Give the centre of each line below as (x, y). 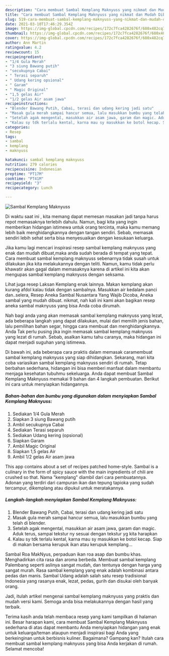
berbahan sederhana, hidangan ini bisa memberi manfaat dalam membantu (83, 368)
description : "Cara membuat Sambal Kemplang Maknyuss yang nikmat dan (81, 10)
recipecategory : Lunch (29, 188)
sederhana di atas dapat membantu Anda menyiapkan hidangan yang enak (83, 627)
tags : (11, 137)
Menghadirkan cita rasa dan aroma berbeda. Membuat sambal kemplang (80, 559)
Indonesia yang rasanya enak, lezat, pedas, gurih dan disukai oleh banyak (82, 581)
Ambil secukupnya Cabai (38, 424)
